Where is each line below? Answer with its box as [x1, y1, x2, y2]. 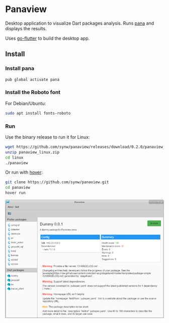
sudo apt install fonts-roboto [5, 111, 71, 116]
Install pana [5, 65, 34, 72]
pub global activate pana [5, 77, 59, 82]
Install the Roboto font [5, 89, 61, 96]
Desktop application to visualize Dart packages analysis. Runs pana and [5, 20, 154, 26]
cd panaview [5, 185, 30, 190]
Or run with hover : [5, 170, 43, 176]
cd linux [5, 155, 24, 160]
